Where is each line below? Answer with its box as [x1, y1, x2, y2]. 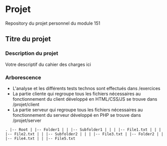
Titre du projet [5, 35, 51, 43]
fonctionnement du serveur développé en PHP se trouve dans [12, 112, 141, 118]
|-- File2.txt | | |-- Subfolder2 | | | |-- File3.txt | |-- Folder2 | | [5, 131, 164, 136]
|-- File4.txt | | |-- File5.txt [5, 136, 76, 141]
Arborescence [5, 74, 41, 81]
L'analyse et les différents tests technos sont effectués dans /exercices [12, 85, 160, 91]
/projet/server [12, 117, 42, 123]
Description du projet [5, 50, 59, 57]
